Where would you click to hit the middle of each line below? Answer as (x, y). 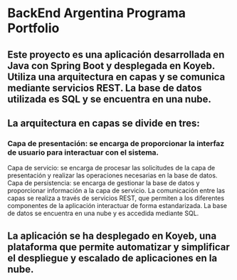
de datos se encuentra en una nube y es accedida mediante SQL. (103, 213)
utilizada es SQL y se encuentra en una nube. (109, 99)
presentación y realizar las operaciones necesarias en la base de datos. (112, 175)
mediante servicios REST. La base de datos (105, 88)
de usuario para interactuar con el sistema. (83, 152)
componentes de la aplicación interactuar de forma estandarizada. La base (117, 206)
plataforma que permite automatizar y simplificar (118, 247)
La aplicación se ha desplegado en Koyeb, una (112, 235)
